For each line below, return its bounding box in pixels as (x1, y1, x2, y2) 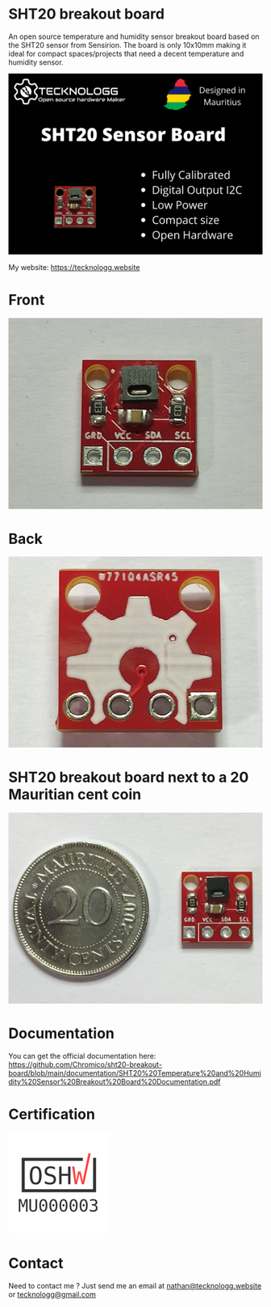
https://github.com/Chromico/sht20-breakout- (8, 1060, 163, 1069)
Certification (8, 1105, 95, 1124)
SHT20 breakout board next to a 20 (8, 769, 249, 786)
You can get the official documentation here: (8, 1051, 156, 1060)
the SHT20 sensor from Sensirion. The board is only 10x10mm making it (8, 40, 247, 49)
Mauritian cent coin (8, 786, 142, 804)
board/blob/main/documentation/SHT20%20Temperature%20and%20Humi (8, 1068, 262, 1077)
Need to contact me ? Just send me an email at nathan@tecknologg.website (8, 1280, 262, 1290)
